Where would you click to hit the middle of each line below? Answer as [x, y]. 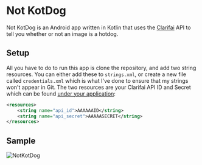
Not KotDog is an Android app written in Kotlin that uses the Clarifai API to [99, 27]
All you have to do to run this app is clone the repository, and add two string [101, 68]
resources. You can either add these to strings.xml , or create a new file [96, 74]
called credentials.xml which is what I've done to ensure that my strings [97, 80]
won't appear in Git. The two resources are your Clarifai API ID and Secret [99, 87]
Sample [21, 141]
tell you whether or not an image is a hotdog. [62, 33]
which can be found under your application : [61, 93]
